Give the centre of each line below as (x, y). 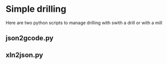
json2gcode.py (30, 38)
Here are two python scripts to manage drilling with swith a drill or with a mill (84, 23)
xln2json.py (25, 55)
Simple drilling (36, 9)
